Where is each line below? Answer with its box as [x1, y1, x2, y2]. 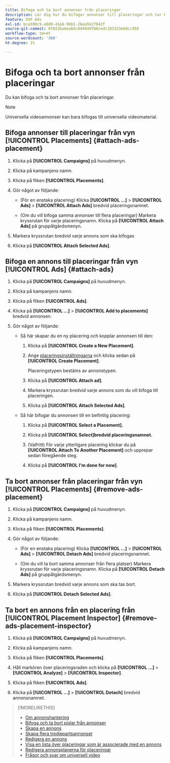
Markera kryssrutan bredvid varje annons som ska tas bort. [12, 581, 137, 587]
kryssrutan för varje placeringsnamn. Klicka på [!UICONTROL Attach [20, 217, 164, 223]
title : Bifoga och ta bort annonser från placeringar [5, 7, 121, 13]
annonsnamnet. [12, 695, 46, 701]
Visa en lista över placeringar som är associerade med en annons [25, 741, 162, 747]
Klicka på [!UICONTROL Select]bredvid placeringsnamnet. [27, 432, 153, 438]
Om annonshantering [25, 714, 69, 720]
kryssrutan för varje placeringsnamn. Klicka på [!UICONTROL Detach [20, 566, 165, 572]
